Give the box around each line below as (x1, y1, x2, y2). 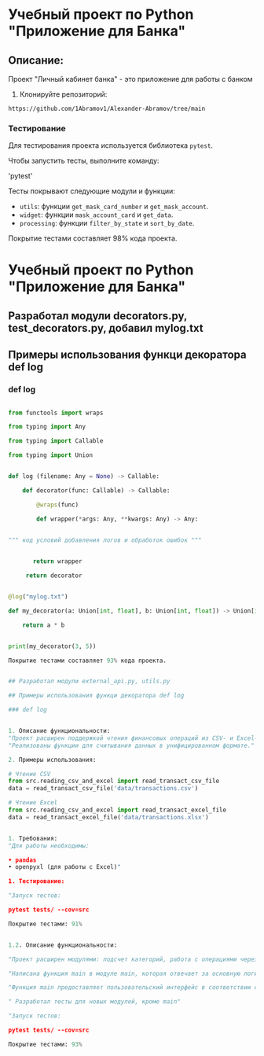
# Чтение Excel (8, 799, 58, 807)
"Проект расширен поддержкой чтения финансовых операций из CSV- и (8, 734, 234, 742)
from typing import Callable (8, 437, 104, 445)
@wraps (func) (36, 501, 79, 509)
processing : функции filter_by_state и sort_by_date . (19, 219, 195, 228)
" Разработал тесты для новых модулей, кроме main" (8, 998, 181, 1006)
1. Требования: (8, 834, 58, 842)
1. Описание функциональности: (8, 727, 111, 735)
